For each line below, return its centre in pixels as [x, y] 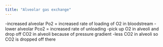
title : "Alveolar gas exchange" [38, 10]
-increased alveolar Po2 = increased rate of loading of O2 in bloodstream [79, 23]
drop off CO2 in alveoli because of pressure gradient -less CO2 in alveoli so [82, 34]
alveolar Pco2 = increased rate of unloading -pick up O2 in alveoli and [88, 29]
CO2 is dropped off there [30, 39]
